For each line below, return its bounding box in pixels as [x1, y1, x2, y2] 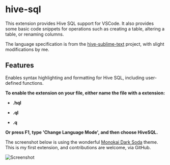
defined [5, 80, 22, 86]
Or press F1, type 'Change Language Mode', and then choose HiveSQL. [5, 129, 158, 135]
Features [5, 61, 34, 70]
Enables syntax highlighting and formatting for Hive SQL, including [5, 75, 145, 81]
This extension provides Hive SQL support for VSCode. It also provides [5, 20, 154, 26]
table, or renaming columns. [5, 31, 65, 37]
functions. [22, 80, 44, 86]
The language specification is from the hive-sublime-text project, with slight [5, 41, 164, 47]
